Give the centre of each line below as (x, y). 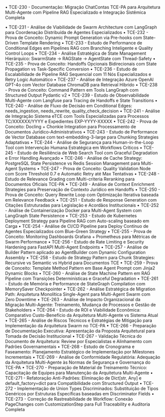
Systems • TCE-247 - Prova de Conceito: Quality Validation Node (85, 169)
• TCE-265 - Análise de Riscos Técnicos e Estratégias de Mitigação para (79, 320)
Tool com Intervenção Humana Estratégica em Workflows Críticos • (74, 148)
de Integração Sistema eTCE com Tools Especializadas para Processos (77, 116)
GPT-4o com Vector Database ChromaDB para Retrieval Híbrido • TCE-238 (81, 85)
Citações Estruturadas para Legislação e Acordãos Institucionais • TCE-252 (82, 205)
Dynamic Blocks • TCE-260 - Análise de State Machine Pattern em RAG (78, 273)
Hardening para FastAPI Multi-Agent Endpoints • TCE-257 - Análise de (77, 247)
